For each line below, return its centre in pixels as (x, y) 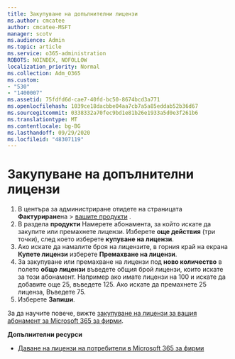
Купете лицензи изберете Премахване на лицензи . (97, 254)
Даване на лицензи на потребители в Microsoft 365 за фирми (111, 348)
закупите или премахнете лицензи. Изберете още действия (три (116, 232)
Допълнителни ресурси (45, 335)
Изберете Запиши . (47, 299)
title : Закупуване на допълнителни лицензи (73, 14)
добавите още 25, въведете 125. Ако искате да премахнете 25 (112, 285)
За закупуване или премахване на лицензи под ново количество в (120, 262)
